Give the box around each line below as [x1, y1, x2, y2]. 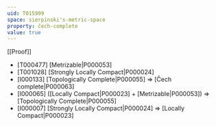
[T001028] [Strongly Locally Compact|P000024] [16, 68, 154, 76]
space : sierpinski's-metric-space [7, 16, 106, 23]
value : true [7, 29, 41, 36]
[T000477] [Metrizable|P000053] [16, 61, 112, 69]
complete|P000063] [16, 82, 75, 91]
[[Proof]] [7, 48, 32, 56]
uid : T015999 [7, 10, 45, 17]
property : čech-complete [7, 22, 78, 29]
